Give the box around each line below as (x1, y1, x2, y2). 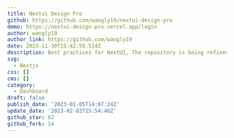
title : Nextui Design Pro (7, 10, 82, 17)
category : (7, 82, 36, 89)
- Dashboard (13, 88, 49, 95)
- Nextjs (13, 62, 39, 69)
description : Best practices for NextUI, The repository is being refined (7, 49, 229, 56)
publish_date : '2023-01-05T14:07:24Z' (7, 101, 120, 108)
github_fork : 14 (7, 120, 54, 128)
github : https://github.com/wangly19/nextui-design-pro (7, 17, 173, 24)
